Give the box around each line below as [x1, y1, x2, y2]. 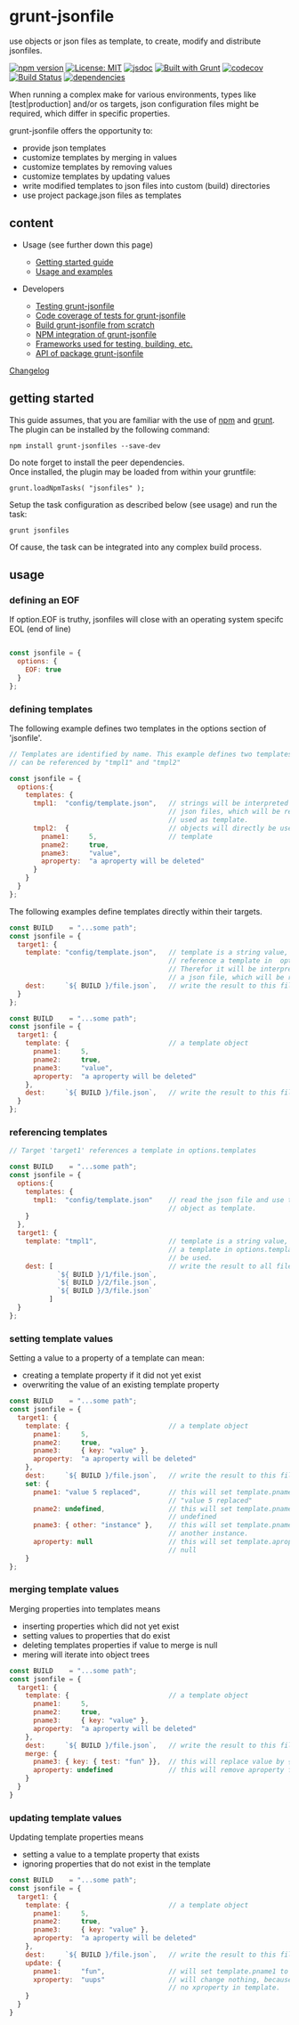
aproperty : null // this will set [32, 1538, 233, 1547]
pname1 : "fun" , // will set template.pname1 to [32, 1966, 289, 1976]
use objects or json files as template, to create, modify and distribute [9, 36, 261, 46]
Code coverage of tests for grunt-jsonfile [35, 310, 186, 321]
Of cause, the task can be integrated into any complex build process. [9, 541, 263, 552]
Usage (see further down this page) [21, 239, 154, 250]
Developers [21, 283, 65, 294]
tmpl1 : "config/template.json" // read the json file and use [32, 1195, 285, 1204]
